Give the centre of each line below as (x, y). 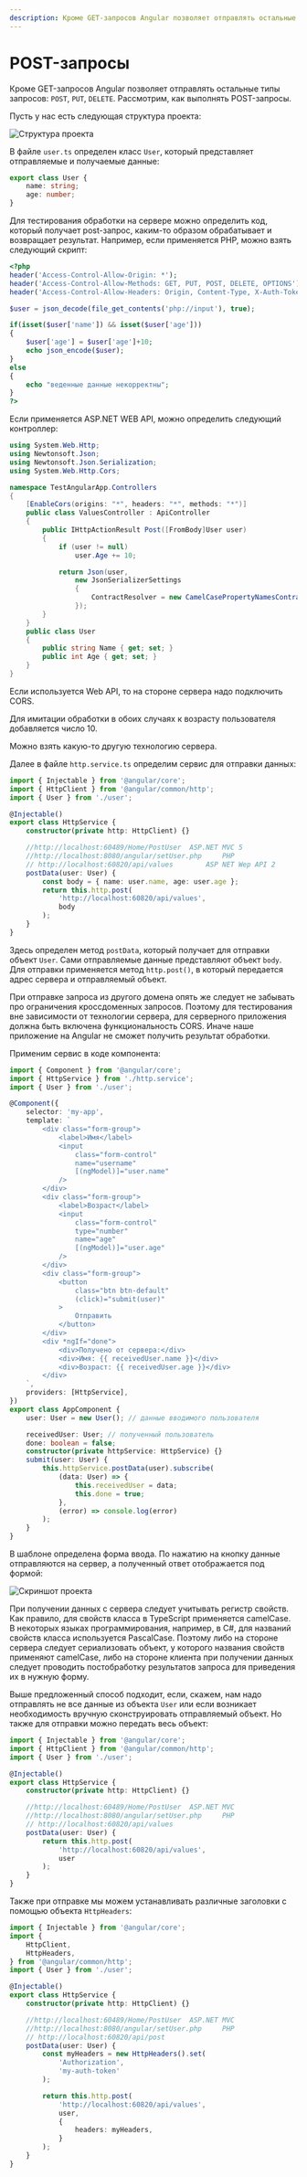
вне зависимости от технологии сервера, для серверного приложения (148, 1016)
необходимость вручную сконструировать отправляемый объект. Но (146, 1714)
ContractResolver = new (136, 598)
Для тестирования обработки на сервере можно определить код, (138, 221)
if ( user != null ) (93, 547)
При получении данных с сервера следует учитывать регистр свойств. (149, 1609)
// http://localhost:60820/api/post (96, 2037)
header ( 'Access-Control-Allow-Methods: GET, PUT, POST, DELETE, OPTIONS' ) (155, 283)
